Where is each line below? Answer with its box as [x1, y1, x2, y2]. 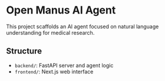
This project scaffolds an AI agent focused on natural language [6, 23, 159, 30]
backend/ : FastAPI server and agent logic [14, 62, 114, 69]
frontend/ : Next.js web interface [14, 68, 94, 75]
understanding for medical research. [6, 29, 95, 36]
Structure [6, 46, 42, 56]
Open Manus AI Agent [6, 4, 116, 17]
